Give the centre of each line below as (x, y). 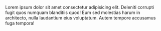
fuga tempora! (20, 23)
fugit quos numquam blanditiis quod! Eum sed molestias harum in (73, 12)
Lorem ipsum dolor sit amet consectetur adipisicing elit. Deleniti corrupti (80, 7)
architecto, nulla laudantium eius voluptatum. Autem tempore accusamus (80, 18)
